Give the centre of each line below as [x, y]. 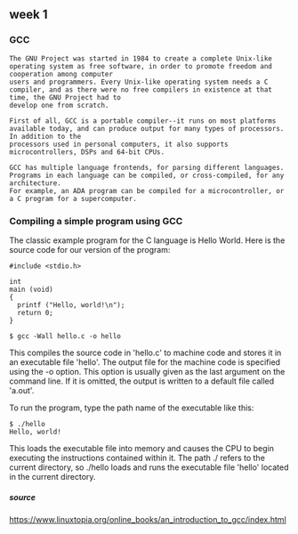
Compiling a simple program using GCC [96, 221]
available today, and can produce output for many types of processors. [147, 128]
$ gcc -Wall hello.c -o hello [65, 336]
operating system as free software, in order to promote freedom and [141, 66]
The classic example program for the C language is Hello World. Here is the [147, 240]
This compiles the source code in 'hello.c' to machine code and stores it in [145, 352]
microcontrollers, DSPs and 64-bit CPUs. [87, 152]
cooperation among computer [61, 74]
